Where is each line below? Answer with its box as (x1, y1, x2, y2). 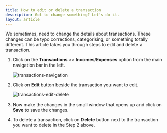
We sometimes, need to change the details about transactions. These (5, 31, 151, 37)
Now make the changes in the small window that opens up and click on (12, 102, 162, 108)
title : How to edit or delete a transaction (5, 7, 101, 13)
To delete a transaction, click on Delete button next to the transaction (12, 117, 159, 123)
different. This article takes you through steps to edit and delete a (5, 42, 143, 48)
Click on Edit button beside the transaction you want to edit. (12, 82, 139, 88)
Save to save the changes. (12, 107, 69, 113)
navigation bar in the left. (12, 62, 65, 69)
